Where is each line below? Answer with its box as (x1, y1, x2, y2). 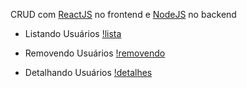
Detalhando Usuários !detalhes (24, 67, 153, 78)
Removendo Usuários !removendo (24, 47, 166, 59)
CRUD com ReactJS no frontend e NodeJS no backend (10, 9, 237, 20)
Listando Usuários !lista (24, 28, 122, 39)
